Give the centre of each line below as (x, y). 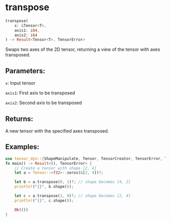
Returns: (19, 119)
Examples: (22, 147)
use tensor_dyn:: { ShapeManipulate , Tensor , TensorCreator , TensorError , (84, 158)
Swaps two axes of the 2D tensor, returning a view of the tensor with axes (83, 49)
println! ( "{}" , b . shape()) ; (44, 187)
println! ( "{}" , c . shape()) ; (44, 200)
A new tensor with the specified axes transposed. (57, 131)
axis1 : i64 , (27, 30)
